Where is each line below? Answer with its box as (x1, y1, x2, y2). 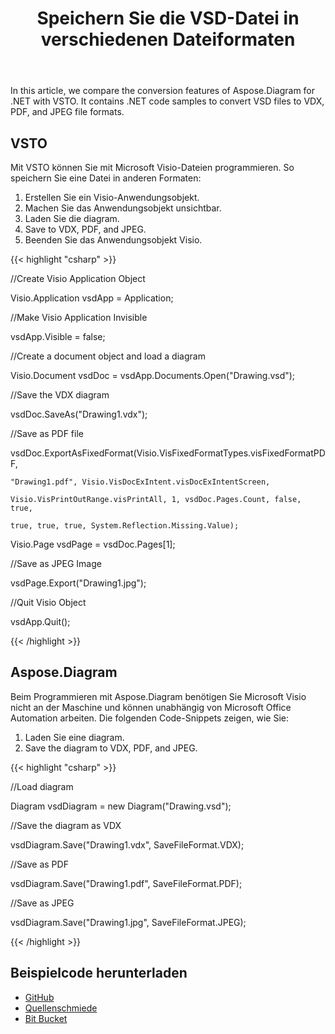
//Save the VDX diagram (10, 389, 110, 401)
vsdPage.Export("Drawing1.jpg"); (10, 577, 147, 589)
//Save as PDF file (10, 428, 84, 439)
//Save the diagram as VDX (10, 819, 122, 831)
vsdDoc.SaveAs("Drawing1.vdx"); (10, 408, 148, 420)
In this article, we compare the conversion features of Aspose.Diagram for (10, 85, 316, 97)
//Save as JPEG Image (10, 558, 102, 569)
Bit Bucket (24, 1012, 68, 1024)
